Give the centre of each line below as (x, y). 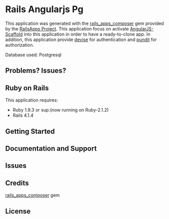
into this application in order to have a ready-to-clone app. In (87, 34)
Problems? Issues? (36, 71)
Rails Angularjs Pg (44, 9)
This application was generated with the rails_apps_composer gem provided (85, 23)
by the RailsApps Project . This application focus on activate (67, 28)
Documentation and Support (51, 148)
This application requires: (32, 100)
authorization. (20, 45)
